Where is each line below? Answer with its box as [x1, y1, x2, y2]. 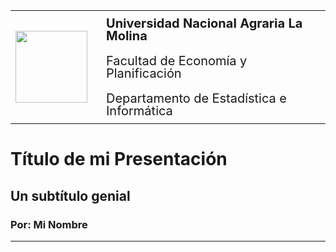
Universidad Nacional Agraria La [106, 15, 303, 31]
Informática [106, 103, 173, 119]
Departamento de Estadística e [106, 90, 287, 106]
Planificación [106, 65, 182, 81]
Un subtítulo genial [10, 187, 131, 204]
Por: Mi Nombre [10, 217, 88, 231]
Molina [106, 28, 148, 44]
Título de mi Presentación [10, 148, 228, 171]
